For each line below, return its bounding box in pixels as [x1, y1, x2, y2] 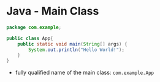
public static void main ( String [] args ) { [17, 41, 128, 47]
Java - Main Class [6, 4, 99, 18]
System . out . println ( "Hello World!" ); [28, 47, 124, 53]
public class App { [6, 35, 53, 41]
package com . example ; [6, 24, 62, 30]
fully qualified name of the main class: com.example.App [15, 69, 154, 77]
